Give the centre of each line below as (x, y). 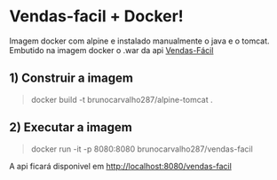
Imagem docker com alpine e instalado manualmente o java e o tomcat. (139, 41)
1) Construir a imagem (71, 78)
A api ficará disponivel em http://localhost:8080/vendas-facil (121, 166)
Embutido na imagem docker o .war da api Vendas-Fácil (111, 50)
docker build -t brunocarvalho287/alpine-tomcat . (122, 99)
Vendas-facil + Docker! (96, 16)
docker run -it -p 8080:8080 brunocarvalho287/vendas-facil (142, 149)
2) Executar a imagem (71, 127)
